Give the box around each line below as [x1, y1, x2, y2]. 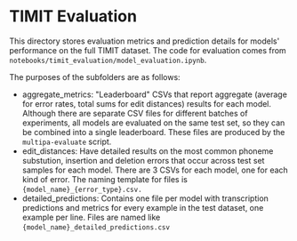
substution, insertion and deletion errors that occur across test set [21, 155, 265, 165]
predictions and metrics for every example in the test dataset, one [21, 202, 264, 213]
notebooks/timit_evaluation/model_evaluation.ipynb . [9, 54, 207, 65]
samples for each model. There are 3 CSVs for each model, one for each [21, 165, 289, 175]
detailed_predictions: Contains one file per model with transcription [21, 193, 269, 204]
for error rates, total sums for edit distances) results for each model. [21, 98, 272, 108]
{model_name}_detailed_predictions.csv [21, 222, 171, 232]
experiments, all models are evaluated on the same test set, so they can [21, 117, 285, 128]
